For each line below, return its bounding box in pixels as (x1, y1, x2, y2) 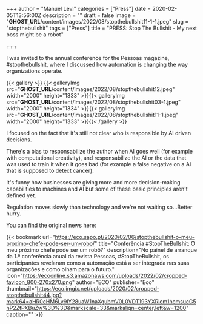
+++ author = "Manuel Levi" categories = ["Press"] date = (6, 5, 151, 12)
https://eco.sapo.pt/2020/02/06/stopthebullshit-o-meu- (55, 234, 195, 240)
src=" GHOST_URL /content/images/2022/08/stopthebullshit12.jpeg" (6, 86, 175, 93)
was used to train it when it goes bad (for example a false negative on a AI (6, 161, 191, 167)
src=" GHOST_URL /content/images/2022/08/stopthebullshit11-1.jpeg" (6, 112, 179, 118)
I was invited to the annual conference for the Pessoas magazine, (6, 55, 170, 61)
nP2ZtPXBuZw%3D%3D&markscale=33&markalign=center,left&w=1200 (6, 305, 187, 311)
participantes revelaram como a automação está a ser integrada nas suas (6, 259, 190, 266)
